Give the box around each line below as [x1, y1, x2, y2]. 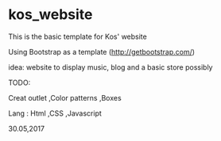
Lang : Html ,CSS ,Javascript [8, 109, 102, 118]
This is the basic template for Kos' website [8, 32, 147, 41]
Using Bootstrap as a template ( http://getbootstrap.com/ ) [8, 47, 196, 56]
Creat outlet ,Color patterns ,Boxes [8, 93, 122, 102]
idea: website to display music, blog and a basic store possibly [8, 62, 213, 72]
